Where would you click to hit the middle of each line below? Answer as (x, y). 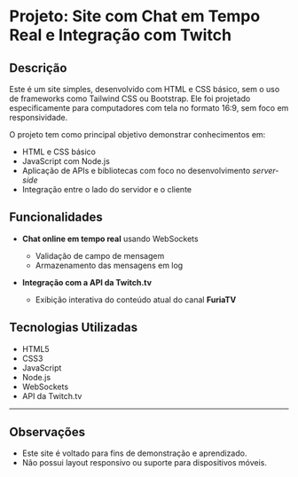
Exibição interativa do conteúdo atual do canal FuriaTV (136, 300)
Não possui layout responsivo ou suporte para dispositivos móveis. (145, 463)
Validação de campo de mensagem (100, 255)
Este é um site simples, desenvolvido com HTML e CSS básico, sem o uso (145, 89)
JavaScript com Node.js (66, 161)
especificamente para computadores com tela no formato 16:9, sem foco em (149, 108)
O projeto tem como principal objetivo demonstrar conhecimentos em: (137, 134)
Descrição (38, 68)
